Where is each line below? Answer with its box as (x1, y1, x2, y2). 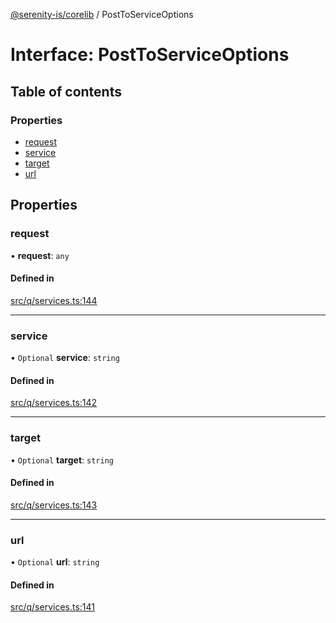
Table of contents (10, 83, 122, 100)
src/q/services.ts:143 (10, 499, 98, 511)
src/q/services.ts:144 (10, 294, 98, 306)
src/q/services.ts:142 (10, 397, 98, 409)
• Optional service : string (10, 352, 120, 364)
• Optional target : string (10, 454, 114, 466)
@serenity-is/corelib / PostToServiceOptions (10, 9, 194, 20)
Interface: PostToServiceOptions (10, 44, 290, 66)
